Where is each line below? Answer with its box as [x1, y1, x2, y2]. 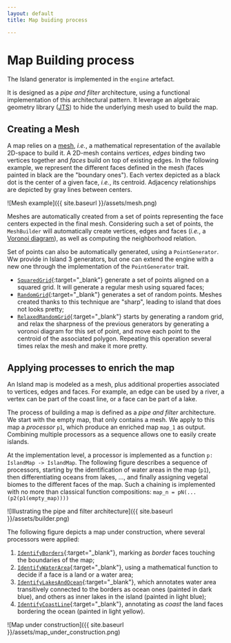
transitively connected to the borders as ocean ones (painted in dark [17, 585, 212, 594]
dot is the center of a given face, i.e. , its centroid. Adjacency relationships [7, 178, 217, 186]
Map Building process [7, 52, 134, 68]
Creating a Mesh [7, 123, 80, 135]
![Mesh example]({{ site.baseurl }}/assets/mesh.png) [7, 199, 157, 207]
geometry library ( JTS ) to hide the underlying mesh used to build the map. [7, 103, 219, 111]
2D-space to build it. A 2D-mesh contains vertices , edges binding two [7, 149, 205, 157]
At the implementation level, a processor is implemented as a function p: [7, 451, 214, 459]
